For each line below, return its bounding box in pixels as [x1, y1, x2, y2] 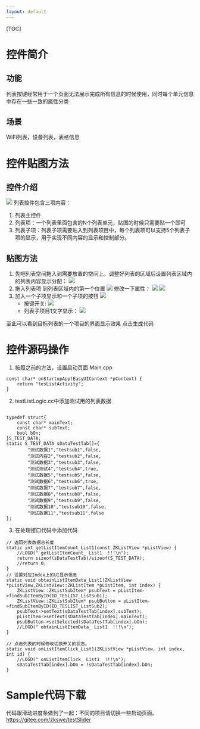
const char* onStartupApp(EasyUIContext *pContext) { [6, 376, 143, 382]
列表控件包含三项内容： [13, 199, 71, 206]
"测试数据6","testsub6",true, [27, 479, 99, 485]
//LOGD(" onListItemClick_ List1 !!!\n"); [17, 656, 127, 663]
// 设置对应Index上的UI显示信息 [6, 572, 77, 578]
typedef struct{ [6, 415, 46, 420]
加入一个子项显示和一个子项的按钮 [14, 292, 99, 300]
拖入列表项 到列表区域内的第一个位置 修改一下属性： [14, 285, 151, 292]
